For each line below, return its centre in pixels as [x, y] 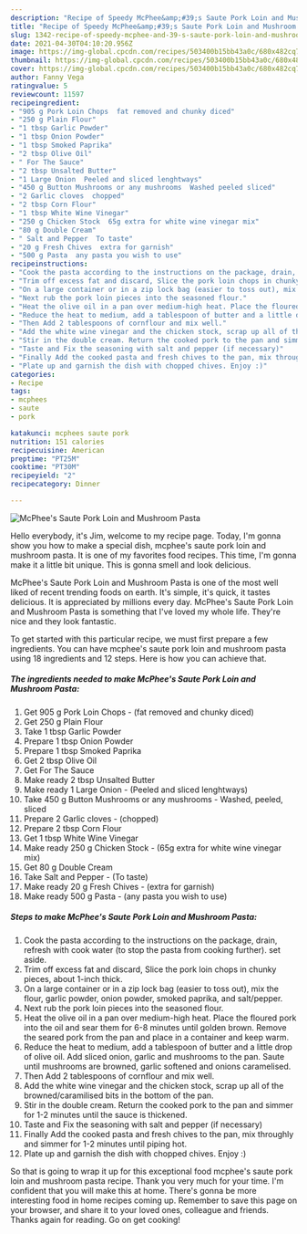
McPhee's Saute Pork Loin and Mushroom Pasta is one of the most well [144, 582]
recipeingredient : [45, 103]
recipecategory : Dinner [56, 485]
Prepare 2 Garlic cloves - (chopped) [91, 819]
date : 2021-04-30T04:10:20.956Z [72, 43]
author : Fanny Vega [47, 78]
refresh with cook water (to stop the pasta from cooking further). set [152, 949]
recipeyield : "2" [43, 476]
